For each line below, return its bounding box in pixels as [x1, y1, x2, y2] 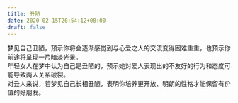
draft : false [7, 23, 46, 31]
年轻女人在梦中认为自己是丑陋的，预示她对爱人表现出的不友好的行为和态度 [7, 62, 225, 70]
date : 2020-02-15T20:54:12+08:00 [7, 17, 106, 24]
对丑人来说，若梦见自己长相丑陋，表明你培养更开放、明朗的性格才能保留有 [7, 80, 225, 88]
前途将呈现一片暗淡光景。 [7, 53, 82, 61]
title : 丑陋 [7, 10, 40, 18]
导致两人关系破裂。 [13, 70, 69, 79]
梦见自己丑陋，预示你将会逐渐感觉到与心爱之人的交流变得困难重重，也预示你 [7, 44, 231, 53]
